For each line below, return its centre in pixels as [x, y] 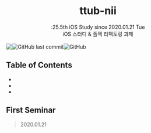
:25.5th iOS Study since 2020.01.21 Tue [98, 27]
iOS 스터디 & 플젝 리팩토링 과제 [98, 34]
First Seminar [31, 110]
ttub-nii [98, 11]
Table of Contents [39, 65]
